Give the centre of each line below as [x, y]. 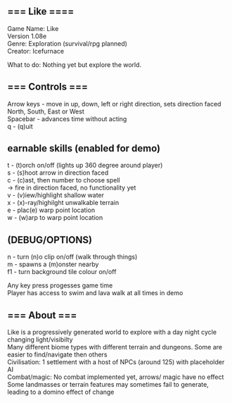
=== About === [42, 315]
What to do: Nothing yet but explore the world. [75, 64]
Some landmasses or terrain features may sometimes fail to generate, [108, 385]
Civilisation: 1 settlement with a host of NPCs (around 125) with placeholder [116, 362]
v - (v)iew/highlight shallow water [56, 195]
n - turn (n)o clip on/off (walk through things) [72, 257]
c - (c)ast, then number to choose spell [64, 180]
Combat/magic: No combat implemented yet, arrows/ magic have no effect [116, 377]
